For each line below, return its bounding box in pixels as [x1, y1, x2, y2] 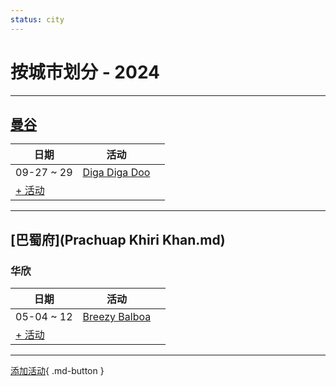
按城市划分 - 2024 [10, 61, 161, 83]
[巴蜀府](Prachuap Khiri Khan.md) [10, 231, 226, 248]
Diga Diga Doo [82, 166, 151, 180]
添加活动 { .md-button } [10, 365, 105, 377]
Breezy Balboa [82, 310, 152, 324]
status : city [10, 14, 65, 25]
